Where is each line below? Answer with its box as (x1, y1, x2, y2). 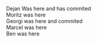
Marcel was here (6, 24, 47, 31)
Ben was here (6, 30, 40, 37)
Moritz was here (6, 11, 46, 18)
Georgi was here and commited (6, 18, 83, 24)
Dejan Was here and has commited (6, 5, 92, 12)
